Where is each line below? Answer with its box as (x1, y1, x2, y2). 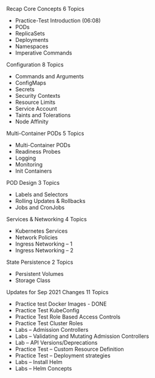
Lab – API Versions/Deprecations (15, 339, 98, 346)
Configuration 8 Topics (6, 61, 64, 68)
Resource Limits (15, 98, 56, 106)
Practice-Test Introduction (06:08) (15, 17, 102, 24)
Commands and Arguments (15, 73, 84, 80)
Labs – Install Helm (15, 359, 63, 365)
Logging (15, 154, 36, 162)
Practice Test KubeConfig (15, 307, 80, 314)
